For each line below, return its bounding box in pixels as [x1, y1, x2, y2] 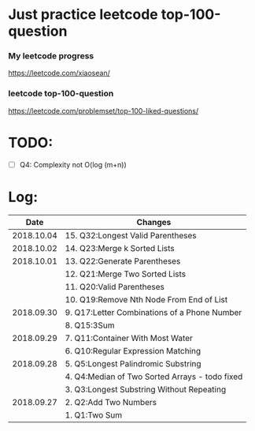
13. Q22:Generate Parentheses [65, 255, 181, 266]
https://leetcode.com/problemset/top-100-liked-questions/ [8, 106, 199, 115]
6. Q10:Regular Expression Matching [65, 345, 201, 356]
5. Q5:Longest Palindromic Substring [65, 358, 202, 369]
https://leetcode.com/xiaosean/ [8, 69, 110, 78]
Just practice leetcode [8, 6, 159, 24]
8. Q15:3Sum [65, 320, 115, 331]
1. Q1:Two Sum [65, 409, 123, 420]
